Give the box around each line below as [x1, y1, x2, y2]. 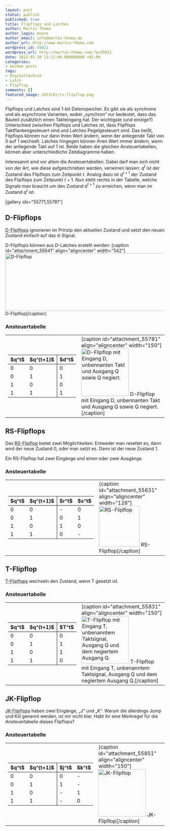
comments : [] [5, 87, 33, 93]
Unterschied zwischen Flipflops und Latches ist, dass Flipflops [5, 122, 136, 128]
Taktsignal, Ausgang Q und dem [81, 671, 157, 678]
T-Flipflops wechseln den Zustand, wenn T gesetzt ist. [5, 578, 119, 585]
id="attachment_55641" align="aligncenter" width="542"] [5, 247, 125, 254]
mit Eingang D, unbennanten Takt [81, 397, 160, 404]
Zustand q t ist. [5, 188, 35, 195]
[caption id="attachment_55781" [81, 336, 161, 343]
